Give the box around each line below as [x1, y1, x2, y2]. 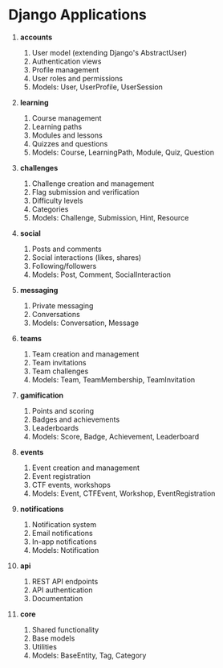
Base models [31, 633, 75, 643]
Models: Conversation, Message [31, 318, 139, 328]
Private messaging [31, 300, 94, 311]
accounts [19, 32, 53, 42]
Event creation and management [31, 463, 140, 472]
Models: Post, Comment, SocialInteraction [31, 270, 171, 279]
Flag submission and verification [31, 187, 140, 196]
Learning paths [31, 122, 83, 131]
